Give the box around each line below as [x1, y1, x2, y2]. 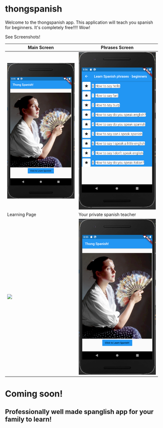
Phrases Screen [101, 45, 134, 50]
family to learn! [5, 415, 52, 423]
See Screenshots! [5, 34, 40, 40]
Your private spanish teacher [78, 212, 136, 217]
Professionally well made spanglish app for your [5, 408, 154, 416]
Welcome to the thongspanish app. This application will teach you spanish [5, 19, 153, 25]
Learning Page [7, 212, 36, 217]
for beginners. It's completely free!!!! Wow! [5, 24, 91, 30]
